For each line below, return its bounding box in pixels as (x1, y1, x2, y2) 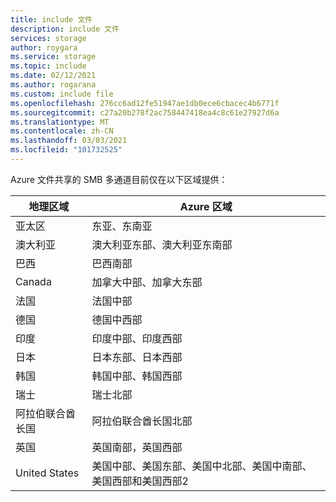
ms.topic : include (10, 61, 87, 71)
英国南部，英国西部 (91, 440, 183, 454)
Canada (15, 274, 52, 288)
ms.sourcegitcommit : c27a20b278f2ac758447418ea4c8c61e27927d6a (10, 107, 280, 118)
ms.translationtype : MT (10, 117, 110, 127)
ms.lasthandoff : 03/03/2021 (10, 136, 128, 146)
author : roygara (10, 42, 78, 53)
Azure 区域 (179, 199, 233, 213)
